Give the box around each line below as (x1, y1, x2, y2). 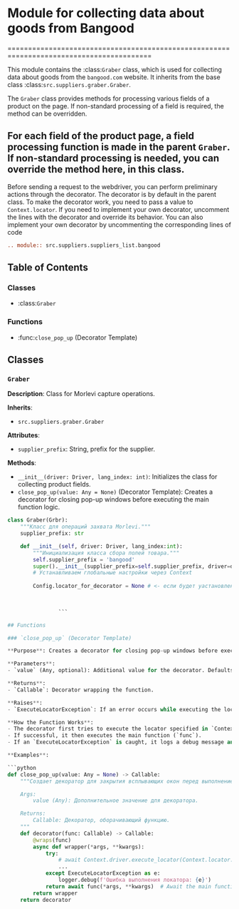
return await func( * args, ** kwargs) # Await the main (45, 883, 212, 890)
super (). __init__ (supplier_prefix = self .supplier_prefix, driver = (33, 562, 231, 570)
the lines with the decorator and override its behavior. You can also (7, 213, 204, 221)
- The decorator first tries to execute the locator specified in (7, 726, 208, 733)
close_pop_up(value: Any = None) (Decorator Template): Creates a (17, 487, 213, 497)
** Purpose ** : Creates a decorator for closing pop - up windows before (7, 647, 218, 654)
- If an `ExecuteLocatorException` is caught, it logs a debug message (7, 738, 224, 746)
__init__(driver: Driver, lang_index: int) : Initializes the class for (17, 472, 218, 481)
